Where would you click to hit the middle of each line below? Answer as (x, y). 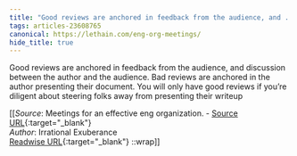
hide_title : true (41, 42)
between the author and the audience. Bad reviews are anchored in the (140, 78)
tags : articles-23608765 (55, 26)
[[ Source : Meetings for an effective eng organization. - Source (124, 113)
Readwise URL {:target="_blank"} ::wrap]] (85, 142)
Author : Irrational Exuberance (63, 132)
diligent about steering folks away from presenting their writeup (126, 96)
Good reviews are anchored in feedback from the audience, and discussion (148, 68)
